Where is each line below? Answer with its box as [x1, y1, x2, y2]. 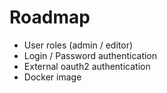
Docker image [23, 71, 82, 83]
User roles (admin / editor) [23, 39, 134, 51]
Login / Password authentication [23, 49, 158, 61]
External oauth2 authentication [23, 60, 151, 72]
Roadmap [9, 6, 91, 29]
